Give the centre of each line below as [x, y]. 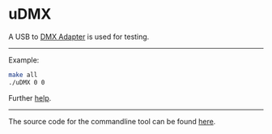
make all [23, 75]
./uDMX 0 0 [27, 82]
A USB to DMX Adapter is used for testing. [79, 37]
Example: [24, 60]
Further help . [30, 97]
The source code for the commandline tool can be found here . [112, 121]
